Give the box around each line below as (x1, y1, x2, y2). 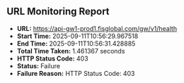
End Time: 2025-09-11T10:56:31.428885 (16, 39, 136, 48)
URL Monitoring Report (6, 6, 110, 18)
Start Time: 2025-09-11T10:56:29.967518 (16, 32, 139, 40)
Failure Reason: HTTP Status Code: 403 (16, 69, 135, 77)
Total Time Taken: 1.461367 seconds (16, 46, 125, 55)
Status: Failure (16, 61, 61, 70)
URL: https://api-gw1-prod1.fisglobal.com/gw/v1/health (16, 24, 178, 32)
